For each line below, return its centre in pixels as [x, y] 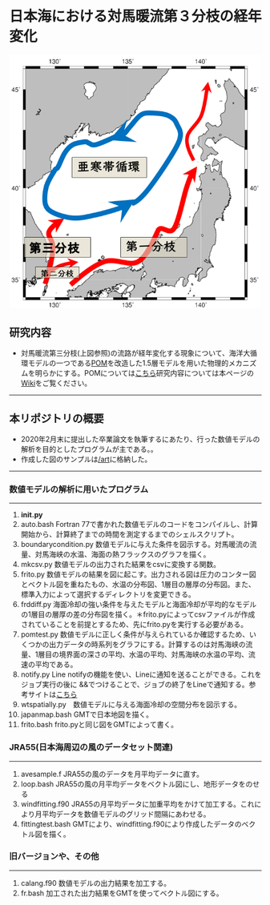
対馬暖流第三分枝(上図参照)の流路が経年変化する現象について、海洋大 [135, 353]
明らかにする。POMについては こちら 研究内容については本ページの [145, 373]
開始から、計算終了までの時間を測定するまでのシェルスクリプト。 [129, 534]
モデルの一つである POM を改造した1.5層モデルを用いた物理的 [128, 363]
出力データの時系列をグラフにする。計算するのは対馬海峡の [147, 645]
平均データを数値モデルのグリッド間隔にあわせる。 [126, 814]
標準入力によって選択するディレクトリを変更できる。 [108, 594]
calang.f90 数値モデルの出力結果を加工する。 [96, 883]
